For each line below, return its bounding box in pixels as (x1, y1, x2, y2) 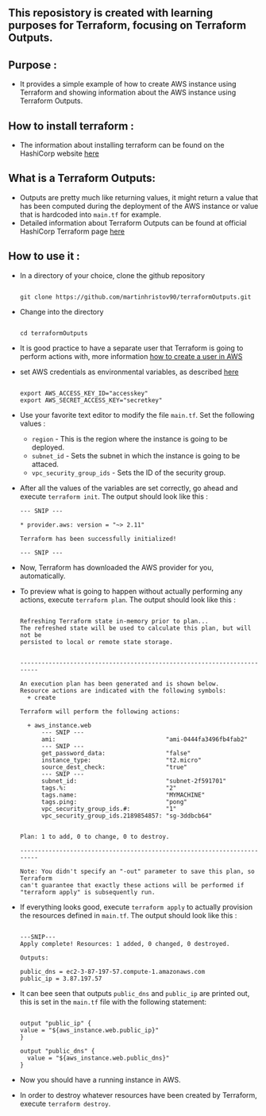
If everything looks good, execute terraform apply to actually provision (19, 902, 253, 912)
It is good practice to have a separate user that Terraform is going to (19, 343, 244, 353)
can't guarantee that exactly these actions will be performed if (19, 881, 245, 889)
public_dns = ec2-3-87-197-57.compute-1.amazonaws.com (19, 967, 206, 975)
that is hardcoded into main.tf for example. (19, 210, 161, 219)
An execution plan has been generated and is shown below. (19, 679, 220, 688)
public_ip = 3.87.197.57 (19, 975, 102, 983)
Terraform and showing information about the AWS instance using (19, 87, 237, 98)
